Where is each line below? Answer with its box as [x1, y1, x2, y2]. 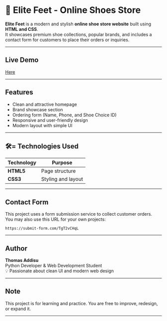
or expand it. [5, 306, 31, 312]
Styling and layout [41, 176, 83, 183]
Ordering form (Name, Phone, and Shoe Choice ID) [12, 112, 117, 118]
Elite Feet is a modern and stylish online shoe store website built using [5, 21, 152, 27]
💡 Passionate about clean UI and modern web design [5, 268, 114, 274]
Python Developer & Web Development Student [5, 263, 102, 268]
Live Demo [5, 56, 39, 64]
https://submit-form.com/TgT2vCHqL [5, 226, 79, 231]
